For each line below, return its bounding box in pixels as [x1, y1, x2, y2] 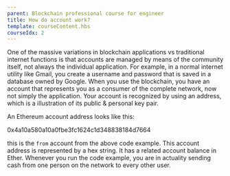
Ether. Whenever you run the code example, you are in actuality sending [7, 154, 211, 162]
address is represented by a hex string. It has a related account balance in [7, 146, 217, 155]
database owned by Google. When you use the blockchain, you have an [7, 77, 210, 86]
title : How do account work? [7, 16, 91, 23]
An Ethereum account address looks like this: [7, 113, 135, 121]
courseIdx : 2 [7, 29, 45, 36]
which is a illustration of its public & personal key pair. [7, 99, 159, 107]
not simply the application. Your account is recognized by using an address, [7, 92, 222, 100]
